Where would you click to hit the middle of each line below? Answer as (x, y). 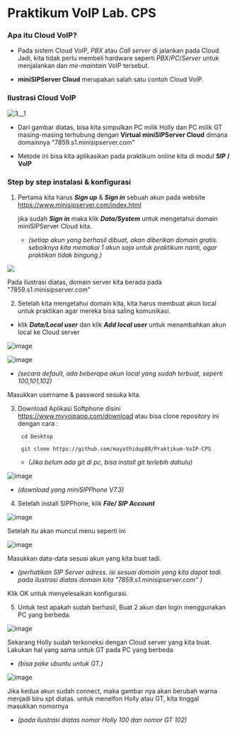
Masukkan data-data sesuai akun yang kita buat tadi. (85, 559)
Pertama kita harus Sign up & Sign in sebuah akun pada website (111, 197)
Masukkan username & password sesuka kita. (74, 395)
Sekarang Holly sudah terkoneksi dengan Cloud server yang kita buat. (109, 642)
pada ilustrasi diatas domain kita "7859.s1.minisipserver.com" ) (110, 580)
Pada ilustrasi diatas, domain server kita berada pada (85, 282)
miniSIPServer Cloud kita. (54, 226)
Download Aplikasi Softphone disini (69, 409)
